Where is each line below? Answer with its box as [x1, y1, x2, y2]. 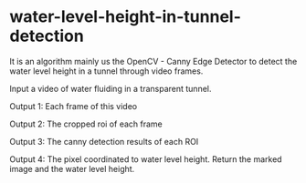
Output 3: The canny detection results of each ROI [9, 136, 199, 147]
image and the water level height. [9, 163, 135, 174]
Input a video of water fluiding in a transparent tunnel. [9, 83, 212, 94]
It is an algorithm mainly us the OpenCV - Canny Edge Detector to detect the [9, 56, 298, 66]
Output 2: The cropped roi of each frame [9, 118, 163, 129]
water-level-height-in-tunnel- [9, 6, 242, 27]
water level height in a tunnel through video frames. [9, 66, 204, 76]
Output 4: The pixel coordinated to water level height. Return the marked [9, 153, 282, 165]
